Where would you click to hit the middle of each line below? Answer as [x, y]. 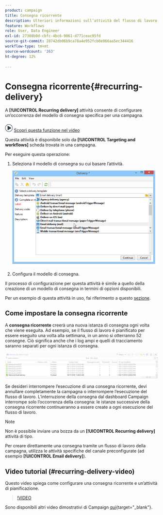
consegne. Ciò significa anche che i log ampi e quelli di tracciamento [74, 341]
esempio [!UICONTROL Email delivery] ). [46, 456]
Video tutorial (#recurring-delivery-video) [70, 471]
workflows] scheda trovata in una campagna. [51, 145]
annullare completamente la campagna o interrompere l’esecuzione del [76, 392]
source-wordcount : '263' [30, 51]
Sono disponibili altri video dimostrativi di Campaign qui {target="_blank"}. [79, 507]
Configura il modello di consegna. [46, 274]
